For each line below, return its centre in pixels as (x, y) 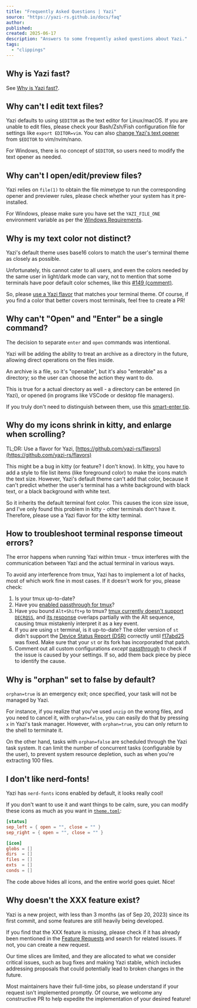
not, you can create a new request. (48, 944)
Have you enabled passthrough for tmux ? (64, 605)
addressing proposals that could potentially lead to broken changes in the (95, 969)
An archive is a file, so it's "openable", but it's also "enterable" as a (86, 371)
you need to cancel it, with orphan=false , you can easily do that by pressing (97, 718)
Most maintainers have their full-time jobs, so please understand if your (92, 986)
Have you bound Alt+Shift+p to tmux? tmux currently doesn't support (99, 611)
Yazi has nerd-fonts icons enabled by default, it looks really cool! (84, 793)
